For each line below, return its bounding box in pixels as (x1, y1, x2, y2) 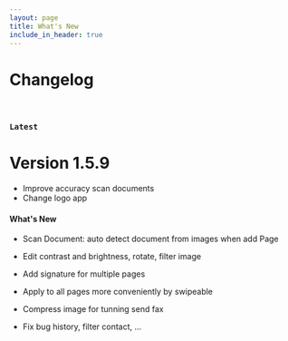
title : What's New (9, 22, 79, 31)
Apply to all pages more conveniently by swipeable (22, 287, 214, 297)
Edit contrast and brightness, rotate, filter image (22, 251, 202, 262)
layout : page (9, 13, 59, 23)
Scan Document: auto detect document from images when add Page (22, 233, 279, 245)
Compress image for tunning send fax (22, 304, 165, 315)
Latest (9, 122, 39, 132)
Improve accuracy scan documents (22, 183, 155, 194)
